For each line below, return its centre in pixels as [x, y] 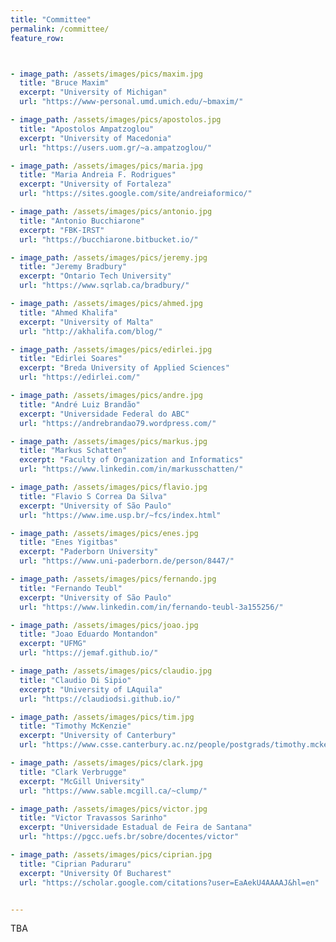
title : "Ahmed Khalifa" [68, 312]
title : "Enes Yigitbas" [68, 542]
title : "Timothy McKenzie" [75, 726]
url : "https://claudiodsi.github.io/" [100, 699]
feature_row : [37, 38]
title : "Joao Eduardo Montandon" [89, 634]
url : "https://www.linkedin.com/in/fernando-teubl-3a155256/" [151, 607]
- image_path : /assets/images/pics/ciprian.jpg [111, 855]
